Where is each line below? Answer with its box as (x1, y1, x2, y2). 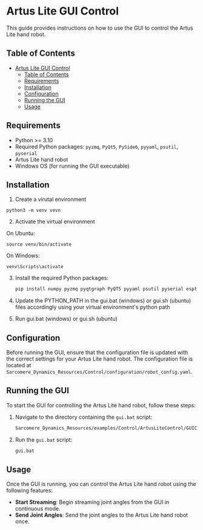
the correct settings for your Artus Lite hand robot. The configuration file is (6, 355, 193, 362)
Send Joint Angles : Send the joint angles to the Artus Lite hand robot (15, 511, 188, 519)
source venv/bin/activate (6, 241, 72, 247)
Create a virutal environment (15, 195, 87, 203)
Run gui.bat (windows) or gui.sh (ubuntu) (15, 315, 118, 322)
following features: (6, 487, 53, 494)
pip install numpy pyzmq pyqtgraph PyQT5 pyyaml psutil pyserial (15, 286, 184, 292)
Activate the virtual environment (15, 218, 95, 225)
